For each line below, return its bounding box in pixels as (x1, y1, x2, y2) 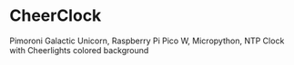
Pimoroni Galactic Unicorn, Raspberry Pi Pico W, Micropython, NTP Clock (9, 35, 285, 46)
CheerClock (9, 5, 102, 26)
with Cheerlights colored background (9, 44, 149, 55)
